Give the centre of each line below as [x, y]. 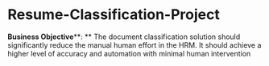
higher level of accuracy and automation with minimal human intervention [129, 53]
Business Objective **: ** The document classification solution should [124, 37]
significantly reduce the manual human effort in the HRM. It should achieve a [134, 45]
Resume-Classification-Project [114, 15]
